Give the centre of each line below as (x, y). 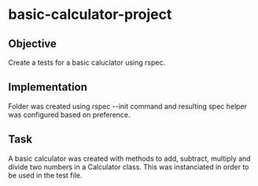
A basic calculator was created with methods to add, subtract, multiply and (129, 158)
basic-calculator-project (90, 15)
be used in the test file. (45, 175)
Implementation (48, 87)
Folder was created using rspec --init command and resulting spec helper (128, 106)
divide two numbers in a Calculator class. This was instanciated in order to (129, 166)
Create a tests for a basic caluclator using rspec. (87, 62)
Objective (33, 44)
